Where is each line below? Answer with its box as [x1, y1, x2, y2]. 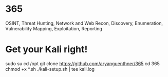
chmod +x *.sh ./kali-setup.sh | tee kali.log [5, 66, 95, 72]
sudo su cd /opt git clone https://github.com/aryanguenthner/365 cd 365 [5, 60, 160, 67]
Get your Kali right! [5, 44, 88, 55]
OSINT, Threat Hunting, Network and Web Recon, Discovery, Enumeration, [5, 20, 163, 26]
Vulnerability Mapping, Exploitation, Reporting [5, 25, 103, 31]
